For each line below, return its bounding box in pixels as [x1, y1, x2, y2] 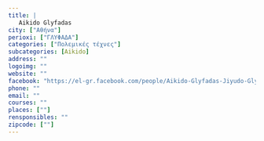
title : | [8, 11, 37, 20]
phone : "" [8, 84, 41, 92]
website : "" [8, 70, 47, 78]
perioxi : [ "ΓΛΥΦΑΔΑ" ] [8, 33, 79, 42]
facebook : [8, 77, 41, 85]
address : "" [8, 56, 47, 63]
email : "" [8, 92, 41, 99]
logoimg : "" [8, 63, 47, 70]
